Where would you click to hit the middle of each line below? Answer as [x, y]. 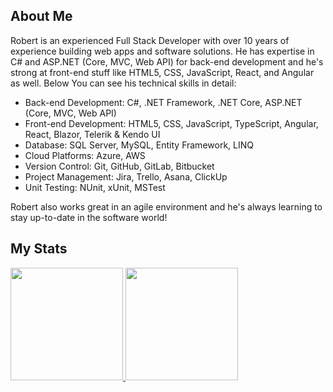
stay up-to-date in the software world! [89, 217]
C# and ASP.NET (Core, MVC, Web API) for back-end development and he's [167, 61]
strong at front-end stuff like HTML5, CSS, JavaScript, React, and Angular [162, 72]
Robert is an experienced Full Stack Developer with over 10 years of [150, 40]
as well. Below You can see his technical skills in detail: [123, 83]
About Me [41, 16]
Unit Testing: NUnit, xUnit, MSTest [95, 187]
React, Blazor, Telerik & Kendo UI [92, 134]
